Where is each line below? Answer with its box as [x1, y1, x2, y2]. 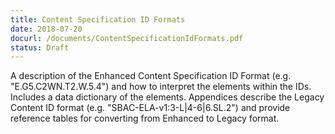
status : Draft [10, 42, 70, 53]
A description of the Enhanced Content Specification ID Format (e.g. [10, 70, 292, 82]
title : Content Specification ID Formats [10, 14, 186, 25]
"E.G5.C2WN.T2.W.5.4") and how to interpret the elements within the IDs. [10, 81, 312, 93]
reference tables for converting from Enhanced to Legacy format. [10, 112, 280, 125]
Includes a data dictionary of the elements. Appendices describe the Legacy [10, 91, 325, 103]
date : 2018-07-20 [10, 24, 83, 34]
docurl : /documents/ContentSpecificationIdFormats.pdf [10, 33, 244, 43]
